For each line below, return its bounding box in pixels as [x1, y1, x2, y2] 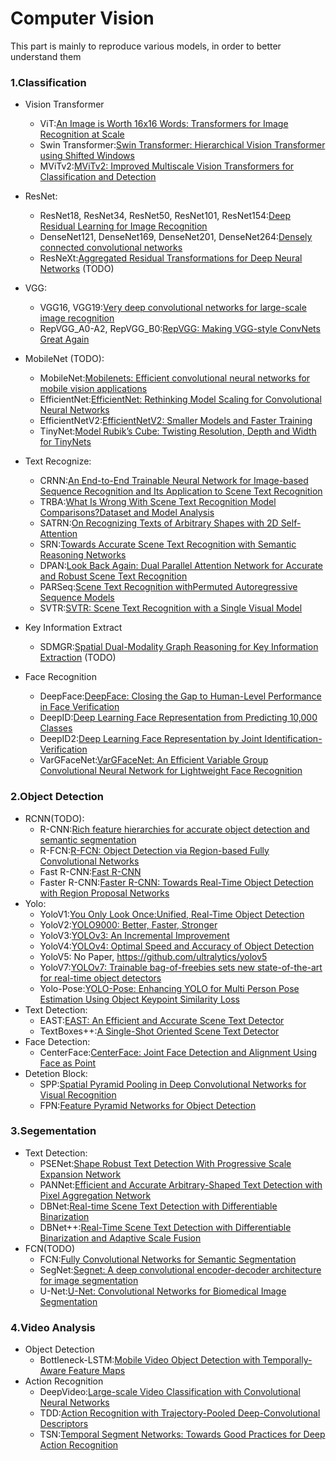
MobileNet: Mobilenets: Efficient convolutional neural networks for [39, 372, 311, 384]
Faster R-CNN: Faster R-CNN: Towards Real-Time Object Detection [39, 876, 314, 888]
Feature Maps [68, 1365, 126, 1377]
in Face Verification [39, 701, 120, 713]
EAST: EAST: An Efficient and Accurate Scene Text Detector [39, 1014, 285, 1026]
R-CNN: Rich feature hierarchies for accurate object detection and [39, 823, 310, 835]
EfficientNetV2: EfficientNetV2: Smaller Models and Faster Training [39, 415, 313, 427]
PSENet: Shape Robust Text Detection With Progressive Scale [39, 1157, 292, 1169]
